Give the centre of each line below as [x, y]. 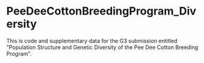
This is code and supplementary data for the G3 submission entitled [92, 41]
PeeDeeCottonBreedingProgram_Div [101, 11]
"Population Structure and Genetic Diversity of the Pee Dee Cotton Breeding [102, 47]
